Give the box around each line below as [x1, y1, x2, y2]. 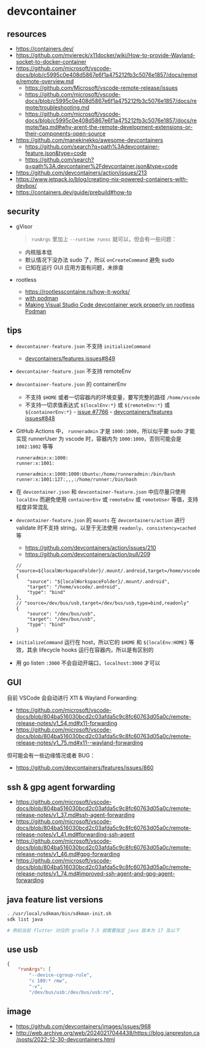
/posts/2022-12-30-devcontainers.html [15, 1035, 115, 1043]
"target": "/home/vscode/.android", [27, 583, 121, 590]
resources [7, 29, 47, 39]
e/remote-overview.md [15, 78, 74, 85]
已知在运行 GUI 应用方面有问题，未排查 [25, 263, 124, 271]
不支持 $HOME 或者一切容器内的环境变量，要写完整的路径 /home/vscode [25, 393, 200, 400]
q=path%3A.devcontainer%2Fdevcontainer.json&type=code [25, 163, 178, 170]
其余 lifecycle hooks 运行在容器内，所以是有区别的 [26, 646, 154, 653]
